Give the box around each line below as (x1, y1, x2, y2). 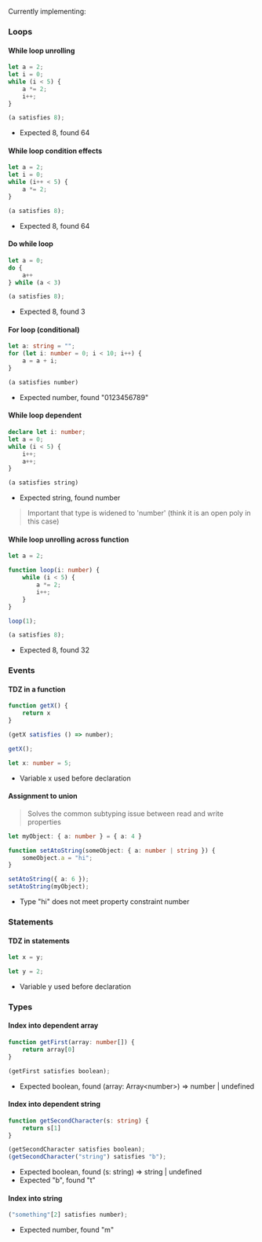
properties (27, 817, 61, 826)
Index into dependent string (8, 1100, 100, 1109)
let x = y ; (8, 954, 44, 961)
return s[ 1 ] (22, 1124, 61, 1132)
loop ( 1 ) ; (8, 617, 37, 625)
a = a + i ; (22, 357, 58, 365)
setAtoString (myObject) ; (8, 883, 89, 891)
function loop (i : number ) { (8, 566, 100, 575)
